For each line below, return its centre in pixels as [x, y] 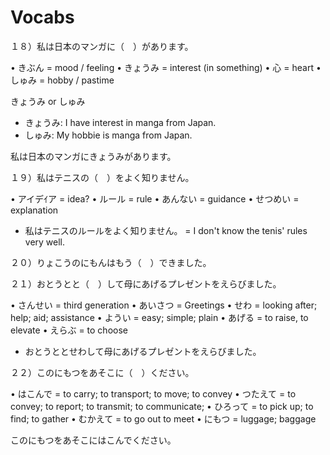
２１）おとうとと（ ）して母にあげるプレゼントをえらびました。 [146, 283]
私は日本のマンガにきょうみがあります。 [93, 156]
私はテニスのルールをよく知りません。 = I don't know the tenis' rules [166, 230]
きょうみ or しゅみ [48, 101]
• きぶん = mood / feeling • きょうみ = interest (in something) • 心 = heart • [166, 67]
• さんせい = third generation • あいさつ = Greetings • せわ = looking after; [164, 305]
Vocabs [42, 17]
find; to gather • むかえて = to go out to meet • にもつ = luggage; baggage [163, 418]
